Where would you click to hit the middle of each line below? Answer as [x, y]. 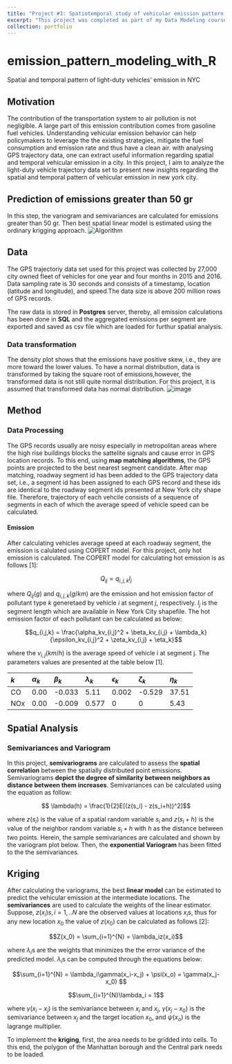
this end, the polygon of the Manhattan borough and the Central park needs [115, 1047]
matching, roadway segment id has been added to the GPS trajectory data [113, 475]
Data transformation [42, 344]
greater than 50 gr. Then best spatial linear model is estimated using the [109, 223]
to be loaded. [26, 1054]
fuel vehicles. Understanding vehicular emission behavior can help [102, 133]
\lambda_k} [191, 632]
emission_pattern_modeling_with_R [112, 61]
